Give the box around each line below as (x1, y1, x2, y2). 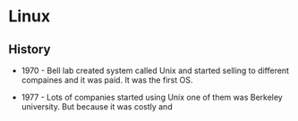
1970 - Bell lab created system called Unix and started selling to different (21, 65, 290, 76)
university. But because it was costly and (21, 101, 173, 112)
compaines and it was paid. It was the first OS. (21, 75, 193, 85)
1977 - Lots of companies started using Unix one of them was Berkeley (21, 92, 283, 102)
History (8, 42, 51, 57)
